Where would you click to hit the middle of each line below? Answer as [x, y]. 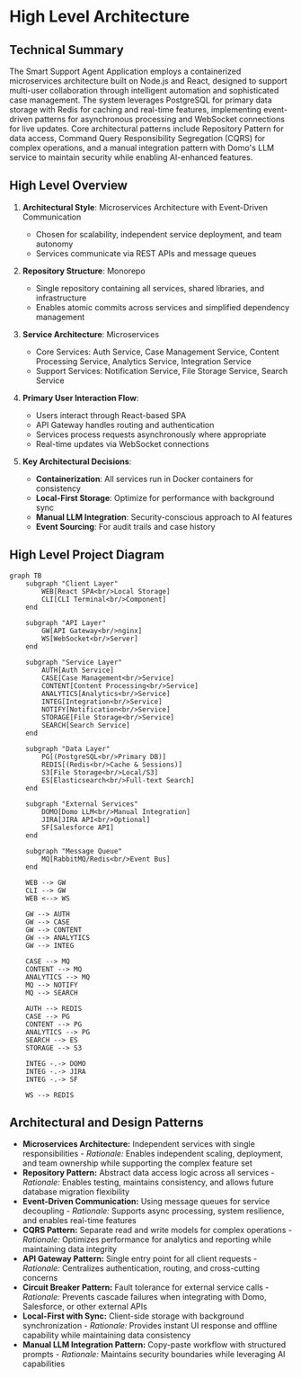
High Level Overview [69, 186]
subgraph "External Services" [82, 804]
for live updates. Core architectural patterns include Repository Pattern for [147, 129]
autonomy [54, 244]
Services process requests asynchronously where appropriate [151, 434]
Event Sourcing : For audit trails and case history [125, 526]
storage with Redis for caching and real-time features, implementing [136, 109]
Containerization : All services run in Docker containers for [145, 479]
